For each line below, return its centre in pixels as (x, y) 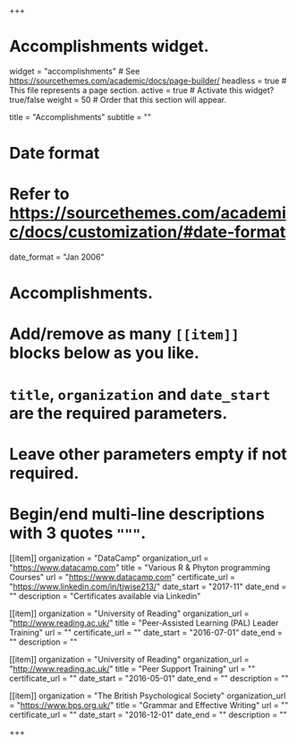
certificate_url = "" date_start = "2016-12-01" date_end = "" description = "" (148, 714)
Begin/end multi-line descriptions (137, 514)
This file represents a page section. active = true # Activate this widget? (142, 90)
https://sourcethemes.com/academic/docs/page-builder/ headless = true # (148, 81)
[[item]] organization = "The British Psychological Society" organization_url (148, 696)
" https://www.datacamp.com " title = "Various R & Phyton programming (140, 567)
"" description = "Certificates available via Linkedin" (105, 595)
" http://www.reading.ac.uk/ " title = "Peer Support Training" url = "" (132, 669)
